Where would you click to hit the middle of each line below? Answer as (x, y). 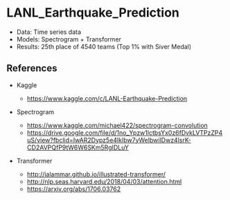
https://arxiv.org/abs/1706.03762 (74, 189)
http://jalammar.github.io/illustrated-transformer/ (96, 174)
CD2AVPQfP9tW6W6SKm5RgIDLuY (78, 147)
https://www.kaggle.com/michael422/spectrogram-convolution (117, 125)
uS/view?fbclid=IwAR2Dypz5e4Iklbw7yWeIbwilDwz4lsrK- (109, 140)
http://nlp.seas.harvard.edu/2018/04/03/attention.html (104, 181)
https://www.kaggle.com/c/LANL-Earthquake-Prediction (107, 98)
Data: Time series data (48, 32)
